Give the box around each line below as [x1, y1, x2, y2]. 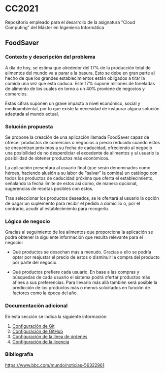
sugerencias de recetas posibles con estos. [5, 186, 94, 191]
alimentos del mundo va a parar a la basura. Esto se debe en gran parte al [5, 70, 155, 76]
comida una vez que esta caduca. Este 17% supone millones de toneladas [5, 80, 155, 86]
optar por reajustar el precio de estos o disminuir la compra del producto [12, 254, 160, 260]
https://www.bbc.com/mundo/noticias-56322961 [5, 362, 105, 368]
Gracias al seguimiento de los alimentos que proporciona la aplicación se [5, 229, 154, 235]
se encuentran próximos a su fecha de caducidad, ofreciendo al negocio [5, 145, 153, 151]
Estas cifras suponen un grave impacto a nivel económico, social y [5, 100, 140, 106]
